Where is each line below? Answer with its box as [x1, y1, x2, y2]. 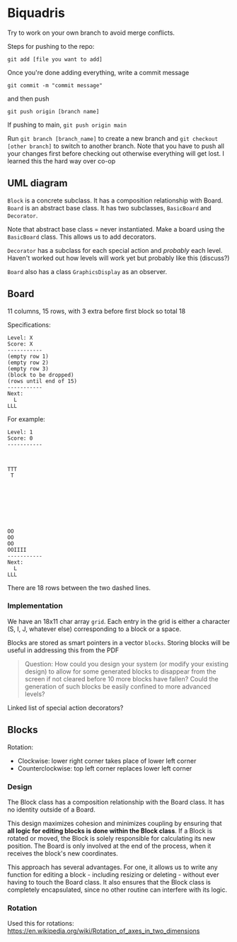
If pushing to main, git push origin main [7, 120, 127, 129]
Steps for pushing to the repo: [7, 42, 95, 50]
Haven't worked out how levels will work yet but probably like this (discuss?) [7, 254, 230, 262]
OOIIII [7, 546, 27, 553]
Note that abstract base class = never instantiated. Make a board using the [7, 225, 225, 233]
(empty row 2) [7, 359, 50, 366]
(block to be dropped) [7, 371, 74, 378]
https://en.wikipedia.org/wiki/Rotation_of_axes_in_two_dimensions [7, 926, 200, 936]
